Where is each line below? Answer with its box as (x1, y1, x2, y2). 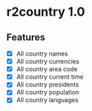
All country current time (16, 73, 84, 81)
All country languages (16, 96, 79, 104)
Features (6, 32, 45, 43)
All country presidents (16, 80, 80, 89)
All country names (16, 49, 68, 58)
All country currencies (16, 58, 80, 66)
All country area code (16, 65, 78, 73)
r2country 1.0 (6, 4, 85, 20)
